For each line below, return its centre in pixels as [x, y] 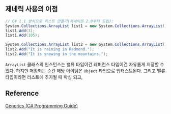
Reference [22, 93]
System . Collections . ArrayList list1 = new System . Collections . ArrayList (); [87, 26]
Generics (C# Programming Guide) [41, 105]
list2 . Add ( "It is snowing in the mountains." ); [57, 54]
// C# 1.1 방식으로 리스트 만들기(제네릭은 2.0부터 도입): [60, 21]
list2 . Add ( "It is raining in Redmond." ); [50, 49]
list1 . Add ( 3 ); [20, 31]
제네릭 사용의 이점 [32, 9]
